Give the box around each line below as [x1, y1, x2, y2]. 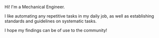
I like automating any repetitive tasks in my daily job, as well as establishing [4, 13, 154, 19]
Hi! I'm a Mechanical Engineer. [4, 4, 65, 9]
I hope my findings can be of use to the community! [4, 28, 107, 33]
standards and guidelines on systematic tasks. [4, 19, 97, 24]
